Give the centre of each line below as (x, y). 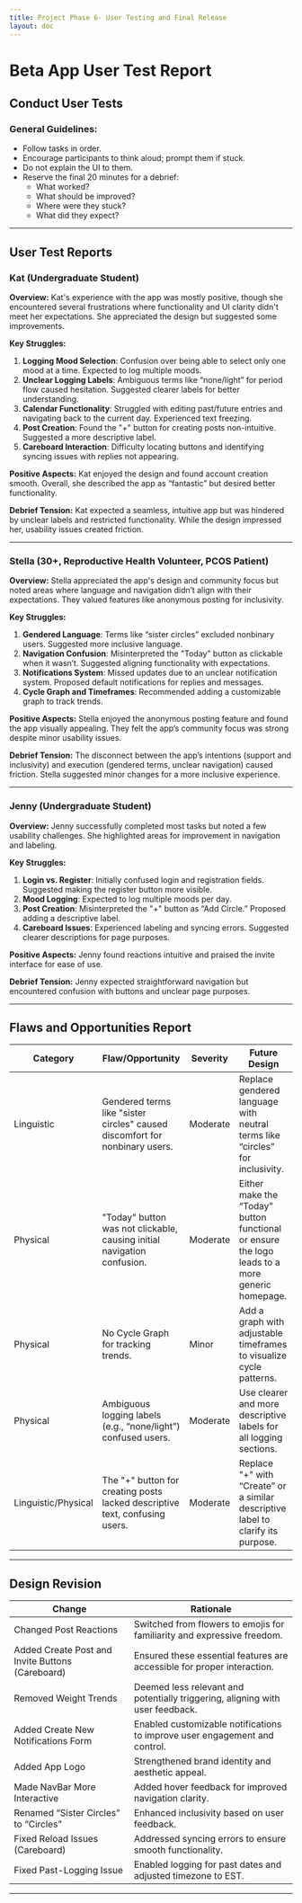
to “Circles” (38, 1824)
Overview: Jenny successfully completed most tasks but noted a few (138, 826)
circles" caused (135, 1125)
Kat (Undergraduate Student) (74, 278)
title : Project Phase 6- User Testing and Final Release (118, 18)
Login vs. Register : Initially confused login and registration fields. (143, 880)
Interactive (36, 1799)
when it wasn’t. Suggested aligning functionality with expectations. (146, 663)
